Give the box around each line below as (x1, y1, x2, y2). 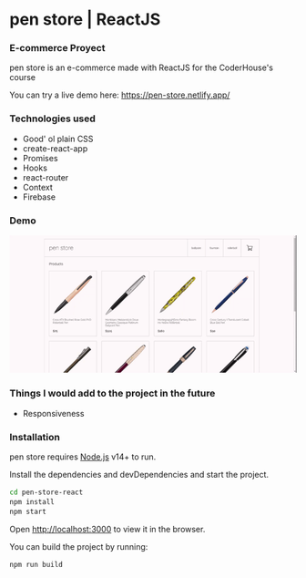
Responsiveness (22, 408, 85, 418)
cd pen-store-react (9, 488, 84, 497)
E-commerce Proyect (9, 42, 106, 55)
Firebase (22, 191, 56, 202)
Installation (9, 430, 61, 443)
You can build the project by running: (9, 541, 148, 552)
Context (22, 181, 53, 192)
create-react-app (22, 142, 88, 154)
